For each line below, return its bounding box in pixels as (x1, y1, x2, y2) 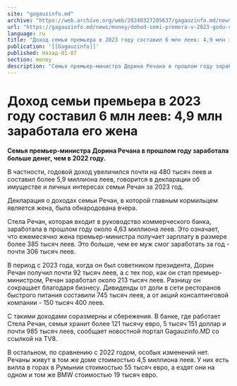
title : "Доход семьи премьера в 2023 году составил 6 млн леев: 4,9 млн (7, 37, 226, 44)
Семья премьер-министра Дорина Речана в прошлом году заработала (7, 146, 229, 155)
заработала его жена (7, 123, 138, 139)
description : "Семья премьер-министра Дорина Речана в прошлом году (7, 63, 213, 70)
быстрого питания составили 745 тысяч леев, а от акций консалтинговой (7, 290, 229, 299)
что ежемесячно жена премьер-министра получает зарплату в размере (7, 232, 227, 240)
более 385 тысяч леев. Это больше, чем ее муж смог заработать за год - (7, 239, 230, 248)
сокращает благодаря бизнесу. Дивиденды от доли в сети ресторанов (7, 283, 221, 292)
